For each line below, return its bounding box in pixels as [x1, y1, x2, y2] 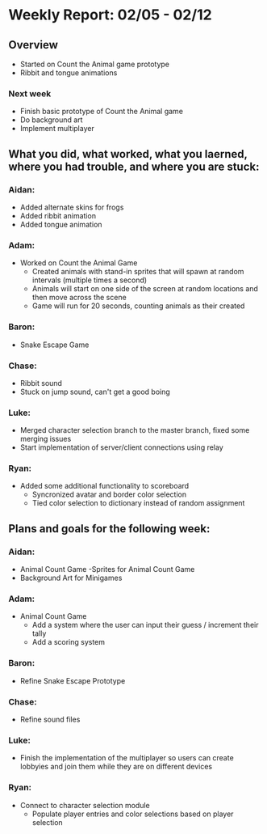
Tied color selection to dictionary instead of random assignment [31, 498, 245, 508]
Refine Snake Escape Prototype [19, 675, 126, 685]
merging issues [19, 434, 72, 444]
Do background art [19, 115, 83, 125]
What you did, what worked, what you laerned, [8, 147, 248, 161]
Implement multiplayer [19, 124, 94, 133]
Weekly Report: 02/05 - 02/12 [8, 6, 212, 24]
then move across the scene [31, 293, 127, 303]
